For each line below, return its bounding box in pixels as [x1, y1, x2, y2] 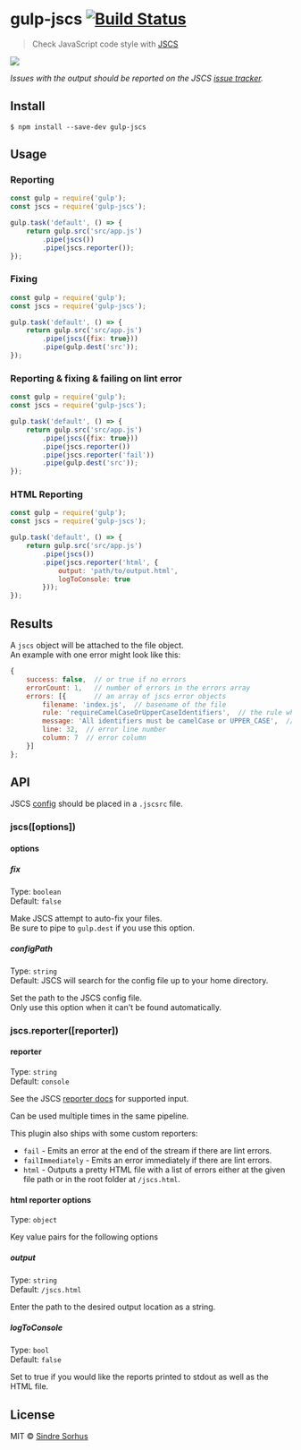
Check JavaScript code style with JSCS [31, 39, 179, 49]
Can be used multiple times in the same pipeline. [10, 1111, 189, 1121]
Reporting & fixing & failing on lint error [10, 372, 182, 384]
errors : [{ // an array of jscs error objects [26, 691, 227, 700]
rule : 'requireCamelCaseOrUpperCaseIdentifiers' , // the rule [42, 708, 282, 717]
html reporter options [10, 1194, 92, 1205]
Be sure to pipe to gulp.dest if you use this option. [10, 922, 196, 933]
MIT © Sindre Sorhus [10, 1430, 88, 1441]
